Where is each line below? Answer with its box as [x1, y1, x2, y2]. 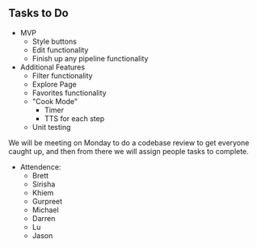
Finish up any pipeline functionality [32, 53, 149, 63]
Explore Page [32, 79, 77, 89]
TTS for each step [44, 113, 105, 123]
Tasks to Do [8, 6, 69, 20]
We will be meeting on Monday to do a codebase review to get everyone [8, 137, 250, 148]
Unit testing [32, 122, 71, 132]
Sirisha [32, 179, 56, 189]
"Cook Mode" [32, 96, 78, 106]
